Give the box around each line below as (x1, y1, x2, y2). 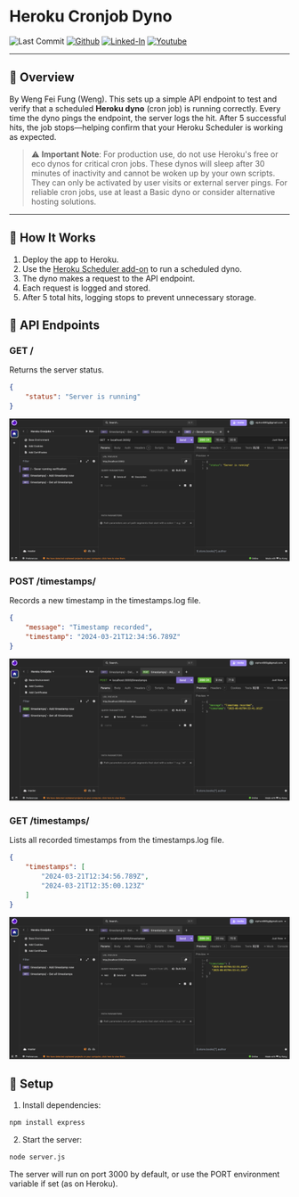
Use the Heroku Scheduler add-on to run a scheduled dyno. (21, 263, 242, 274)
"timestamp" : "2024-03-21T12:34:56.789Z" (25, 632, 181, 641)
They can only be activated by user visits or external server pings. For (30, 176, 287, 188)
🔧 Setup (9, 1076, 54, 1091)
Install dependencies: (21, 1100, 101, 1111)
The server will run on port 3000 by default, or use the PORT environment (9, 1169, 280, 1180)
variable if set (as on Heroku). (9, 1178, 118, 1189)
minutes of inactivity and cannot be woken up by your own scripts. (30, 168, 276, 178)
